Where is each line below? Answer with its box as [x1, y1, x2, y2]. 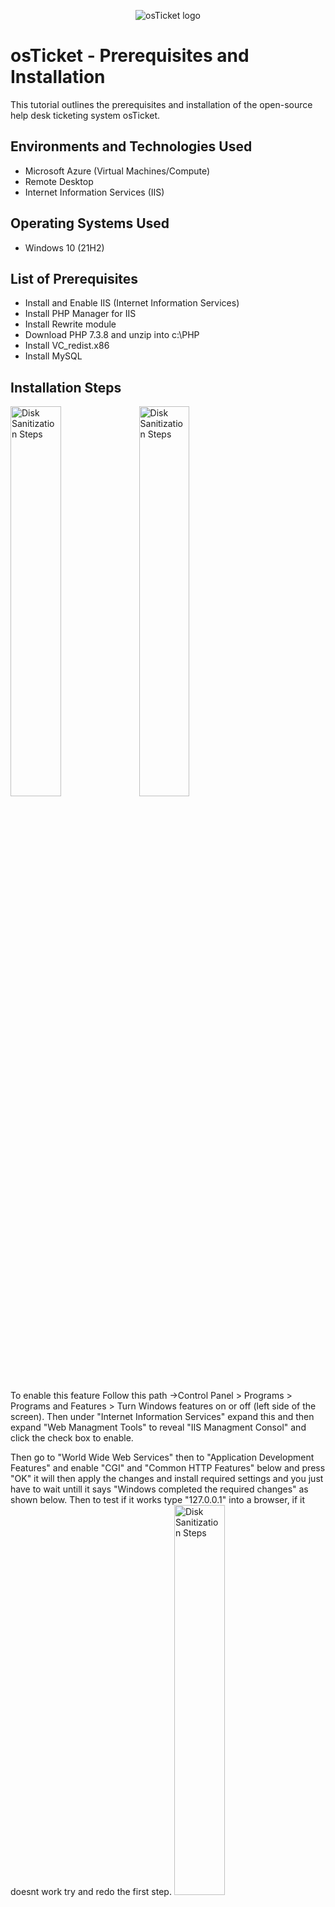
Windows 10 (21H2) [24, 241, 105, 254]
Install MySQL [24, 350, 83, 362]
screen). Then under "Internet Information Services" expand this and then [10, 1411, 315, 1423]
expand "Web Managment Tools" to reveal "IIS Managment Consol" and [10, 1421, 307, 1434]
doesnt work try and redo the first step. [10, 1886, 172, 1898]
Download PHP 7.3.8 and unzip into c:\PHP [24, 329, 200, 341]
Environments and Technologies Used [10, 138, 253, 155]
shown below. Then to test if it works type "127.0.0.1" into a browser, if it [10, 1494, 306, 1506]
